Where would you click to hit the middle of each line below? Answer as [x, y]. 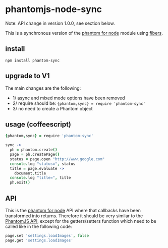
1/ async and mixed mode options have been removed [69, 98]
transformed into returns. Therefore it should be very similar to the [74, 216]
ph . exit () [20, 182]
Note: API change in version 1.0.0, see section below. [60, 23]
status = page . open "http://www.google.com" [57, 159]
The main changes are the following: [43, 88]
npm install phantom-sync [32, 60]
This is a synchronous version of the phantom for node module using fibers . [84, 33]
